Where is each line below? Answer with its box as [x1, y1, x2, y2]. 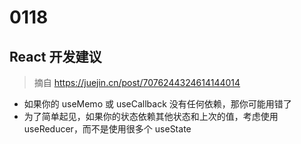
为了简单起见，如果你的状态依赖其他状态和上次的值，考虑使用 [23, 111, 279, 122]
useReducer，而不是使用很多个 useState [23, 123, 192, 135]
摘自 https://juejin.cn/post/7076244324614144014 [33, 77, 241, 88]
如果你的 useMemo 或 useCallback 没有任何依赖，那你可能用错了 [23, 98, 292, 110]
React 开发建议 [9, 48, 102, 65]
